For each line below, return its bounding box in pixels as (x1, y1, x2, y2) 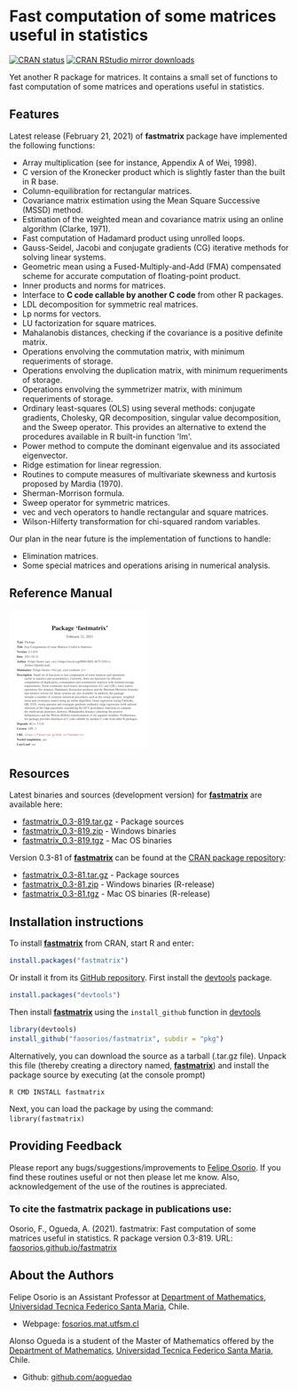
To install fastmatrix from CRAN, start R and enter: (9, 938, 194, 948)
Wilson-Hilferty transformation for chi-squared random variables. (21, 516, 261, 526)
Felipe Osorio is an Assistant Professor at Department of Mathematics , (9, 1291, 267, 1302)
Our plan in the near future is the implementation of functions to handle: (9, 533, 271, 544)
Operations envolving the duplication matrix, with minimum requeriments (21, 364, 288, 375)
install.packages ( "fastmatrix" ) (9, 956, 129, 965)
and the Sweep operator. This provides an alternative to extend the (21, 421, 267, 432)
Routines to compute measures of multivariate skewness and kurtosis (21, 468, 277, 479)
